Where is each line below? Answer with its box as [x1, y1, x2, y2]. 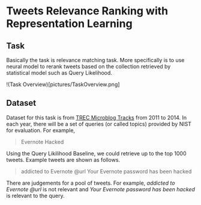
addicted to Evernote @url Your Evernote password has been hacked [20, 167, 192, 175]
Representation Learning [6, 17, 133, 30]
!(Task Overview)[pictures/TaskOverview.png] [6, 81, 120, 88]
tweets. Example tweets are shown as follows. [6, 156, 121, 163]
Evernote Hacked [20, 138, 64, 145]
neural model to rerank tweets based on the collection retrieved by [6, 63, 171, 70]
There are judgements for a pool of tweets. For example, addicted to [6, 179, 175, 186]
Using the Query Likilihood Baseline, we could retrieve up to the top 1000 [6, 149, 187, 157]
